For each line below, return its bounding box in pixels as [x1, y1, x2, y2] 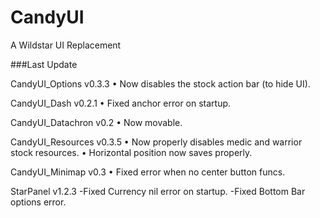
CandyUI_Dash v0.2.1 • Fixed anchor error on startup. [10, 97, 232, 109]
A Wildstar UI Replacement [10, 39, 122, 51]
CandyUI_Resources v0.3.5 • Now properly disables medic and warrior [10, 136, 303, 148]
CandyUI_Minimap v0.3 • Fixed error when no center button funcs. [10, 166, 286, 178]
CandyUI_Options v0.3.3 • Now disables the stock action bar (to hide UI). [10, 77, 311, 90]
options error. [10, 196, 67, 208]
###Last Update [10, 58, 78, 70]
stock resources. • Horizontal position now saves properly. [10, 146, 253, 158]
